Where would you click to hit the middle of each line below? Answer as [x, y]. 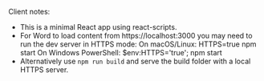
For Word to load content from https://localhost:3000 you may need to [136, 36]
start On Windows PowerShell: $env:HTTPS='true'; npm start [121, 53]
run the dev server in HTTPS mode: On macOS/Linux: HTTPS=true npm [138, 44]
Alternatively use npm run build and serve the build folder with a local [135, 61]
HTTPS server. [44, 70]
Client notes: [29, 12]
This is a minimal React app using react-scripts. [98, 27]
